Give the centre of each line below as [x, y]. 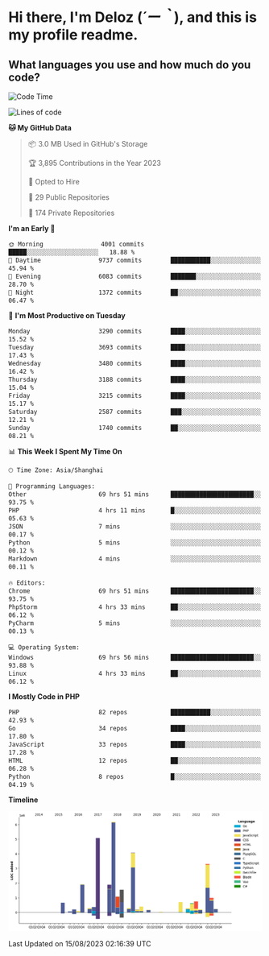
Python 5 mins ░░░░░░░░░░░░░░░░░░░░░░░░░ [135, 543]
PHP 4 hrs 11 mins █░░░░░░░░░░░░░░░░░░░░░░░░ [135, 511]
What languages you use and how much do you [130, 65]
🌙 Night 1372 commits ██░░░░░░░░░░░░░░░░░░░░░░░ [135, 292]
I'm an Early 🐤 [32, 228]
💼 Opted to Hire [54, 182]
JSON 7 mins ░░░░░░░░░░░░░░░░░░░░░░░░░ [135, 527]
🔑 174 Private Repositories [71, 213]
